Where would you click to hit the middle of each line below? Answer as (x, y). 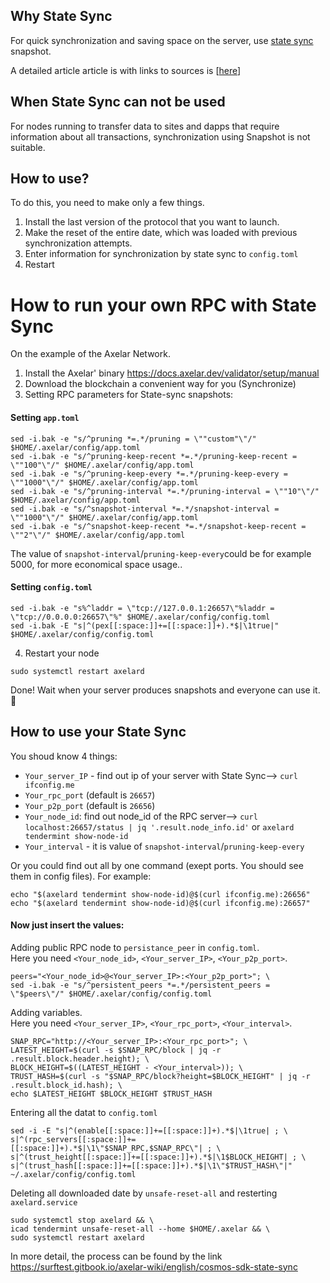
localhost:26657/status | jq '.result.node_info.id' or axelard (159, 826)
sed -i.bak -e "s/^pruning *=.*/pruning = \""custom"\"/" (133, 439)
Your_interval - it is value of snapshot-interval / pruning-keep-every (164, 846)
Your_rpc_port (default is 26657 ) (90, 795)
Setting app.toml (45, 417)
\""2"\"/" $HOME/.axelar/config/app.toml (98, 535)
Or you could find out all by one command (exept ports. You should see (157, 865)
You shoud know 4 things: (64, 756)
